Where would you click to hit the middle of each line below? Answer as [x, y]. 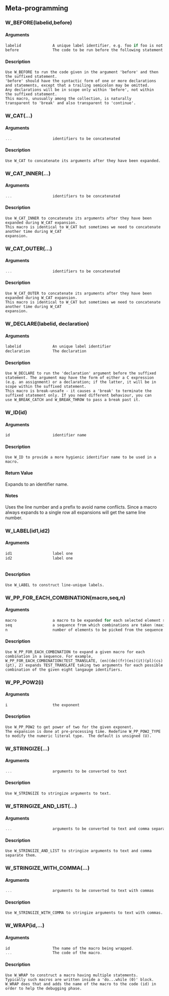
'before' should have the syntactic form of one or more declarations [81, 81]
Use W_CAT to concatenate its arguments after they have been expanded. [83, 161]
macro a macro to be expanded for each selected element [83, 620]
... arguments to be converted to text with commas [80, 891]
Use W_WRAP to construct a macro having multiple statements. [72, 975]
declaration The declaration [46, 351]
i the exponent [43, 705]
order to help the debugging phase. [44, 988]
